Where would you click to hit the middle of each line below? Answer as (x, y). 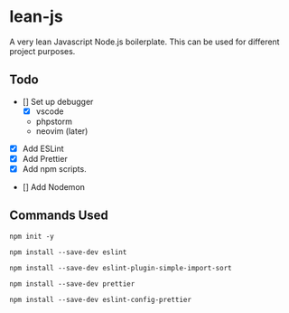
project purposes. (42, 51)
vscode (50, 111)
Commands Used (59, 216)
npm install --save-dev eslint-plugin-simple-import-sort (121, 268)
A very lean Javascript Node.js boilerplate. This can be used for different (144, 42)
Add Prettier (45, 158)
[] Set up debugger (58, 101)
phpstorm (54, 121)
